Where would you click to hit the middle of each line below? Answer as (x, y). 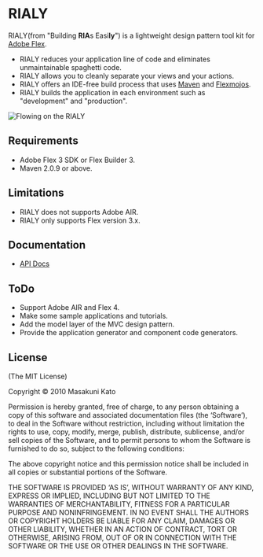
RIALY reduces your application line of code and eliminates (115, 59)
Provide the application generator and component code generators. (128, 333)
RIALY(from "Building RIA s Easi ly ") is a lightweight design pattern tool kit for (131, 35)
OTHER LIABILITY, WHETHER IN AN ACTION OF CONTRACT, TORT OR (122, 529)
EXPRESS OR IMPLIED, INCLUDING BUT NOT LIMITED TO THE (109, 496)
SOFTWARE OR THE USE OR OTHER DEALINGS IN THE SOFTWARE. (118, 546)
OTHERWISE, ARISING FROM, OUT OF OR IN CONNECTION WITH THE (122, 537)
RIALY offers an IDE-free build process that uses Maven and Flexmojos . (135, 84)
